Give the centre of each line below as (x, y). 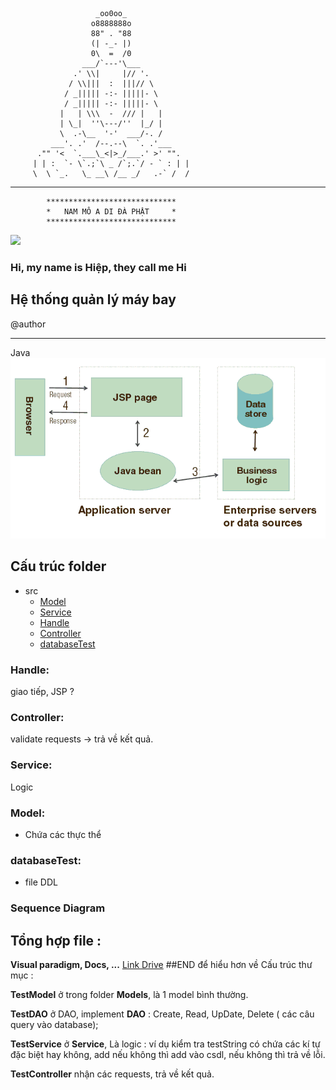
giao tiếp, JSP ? (42, 692)
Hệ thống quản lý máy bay (93, 299)
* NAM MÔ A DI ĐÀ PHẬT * (111, 212)
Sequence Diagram (58, 908)
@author (28, 324)
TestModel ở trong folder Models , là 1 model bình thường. (129, 995)
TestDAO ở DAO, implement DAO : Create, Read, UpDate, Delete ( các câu (162, 1014)
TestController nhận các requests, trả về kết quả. (112, 1074)
